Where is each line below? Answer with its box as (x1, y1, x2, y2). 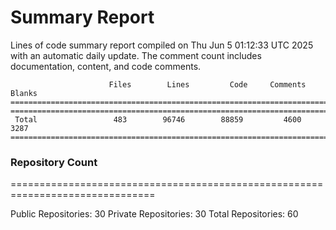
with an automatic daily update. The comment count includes (10, 49, 262, 61)
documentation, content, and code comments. (10, 60, 202, 72)
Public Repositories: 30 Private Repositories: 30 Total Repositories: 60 (10, 208, 299, 220)
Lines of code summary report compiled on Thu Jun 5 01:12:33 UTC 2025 (10, 39, 314, 51)
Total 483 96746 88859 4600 (14, 114, 302, 125)
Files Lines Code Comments (108, 79, 307, 90)
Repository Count (10, 155, 98, 169)
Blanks (10, 88, 38, 98)
